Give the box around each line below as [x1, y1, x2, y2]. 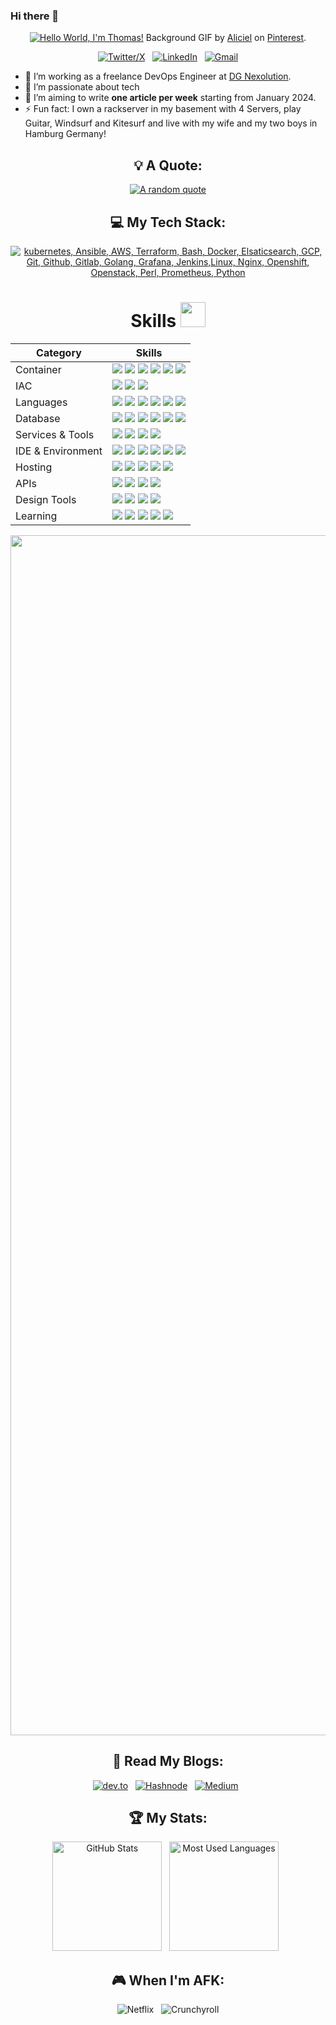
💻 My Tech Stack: [109, 214, 227, 231]
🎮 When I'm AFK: [111, 1972, 225, 1989]
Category [36, 345, 82, 359]
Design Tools [15, 492, 77, 506]
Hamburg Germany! [24, 128, 107, 140]
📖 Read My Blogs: [112, 1753, 224, 1770]
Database [15, 411, 61, 425]
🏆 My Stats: [128, 1810, 208, 1827]
